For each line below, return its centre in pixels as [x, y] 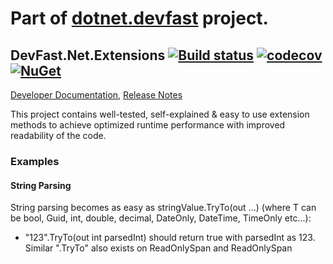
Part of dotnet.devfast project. [139, 18]
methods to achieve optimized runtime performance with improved [148, 125]
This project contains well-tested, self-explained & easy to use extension [160, 114]
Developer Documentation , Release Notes [96, 95]
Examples [35, 161]
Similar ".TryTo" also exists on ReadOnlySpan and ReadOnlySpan [158, 248]
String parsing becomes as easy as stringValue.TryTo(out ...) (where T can [163, 208]
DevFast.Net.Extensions [88, 55]
